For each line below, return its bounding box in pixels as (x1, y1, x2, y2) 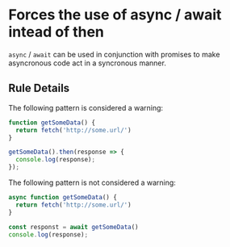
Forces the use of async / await (8, 6, 222, 24)
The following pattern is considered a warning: (8, 103, 164, 112)
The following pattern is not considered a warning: (8, 178, 176, 187)
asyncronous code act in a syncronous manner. (8, 58, 167, 68)
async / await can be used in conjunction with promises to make (8, 49, 220, 59)
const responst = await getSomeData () (8, 223, 139, 231)
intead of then (8, 23, 105, 41)
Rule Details (8, 82, 70, 95)
